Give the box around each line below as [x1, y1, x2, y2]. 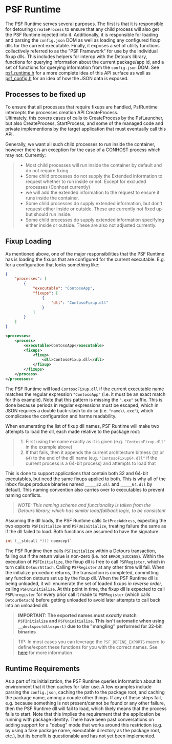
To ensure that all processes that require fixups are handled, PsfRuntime [5, 104, 158, 110]
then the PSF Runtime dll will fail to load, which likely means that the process [5, 705, 167, 712]
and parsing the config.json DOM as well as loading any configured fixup [5, 37, 161, 43]
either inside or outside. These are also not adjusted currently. [25, 222, 157, 228]
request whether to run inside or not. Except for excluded [25, 178, 146, 185]
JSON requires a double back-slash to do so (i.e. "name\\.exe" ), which [5, 407, 154, 413]
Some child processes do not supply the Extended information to [25, 173, 163, 179]
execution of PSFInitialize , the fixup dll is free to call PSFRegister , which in [5, 558, 165, 565]
